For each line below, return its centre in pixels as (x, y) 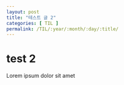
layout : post (23, 12)
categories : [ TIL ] (33, 23)
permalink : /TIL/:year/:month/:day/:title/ (63, 29)
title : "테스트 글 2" (31, 18)
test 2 (21, 59)
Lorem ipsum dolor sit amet (41, 76)
